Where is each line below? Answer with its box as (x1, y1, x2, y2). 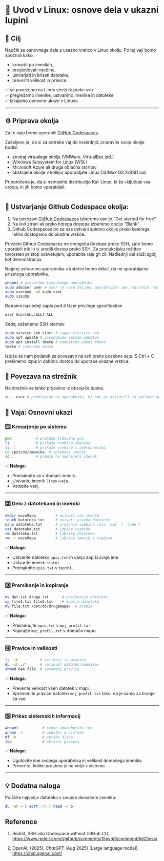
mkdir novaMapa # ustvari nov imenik (5, 513, 99, 518)
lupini (5, 15, 28, 26)
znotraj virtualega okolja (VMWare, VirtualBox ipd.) (12, 154, 114, 160)
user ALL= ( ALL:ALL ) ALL (5, 312, 54, 317)
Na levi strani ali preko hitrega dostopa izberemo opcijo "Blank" (12, 221, 140, 226)
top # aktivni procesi (5, 739, 80, 744)
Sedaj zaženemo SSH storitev (5, 321, 65, 327)
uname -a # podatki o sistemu (5, 730, 84, 735)
